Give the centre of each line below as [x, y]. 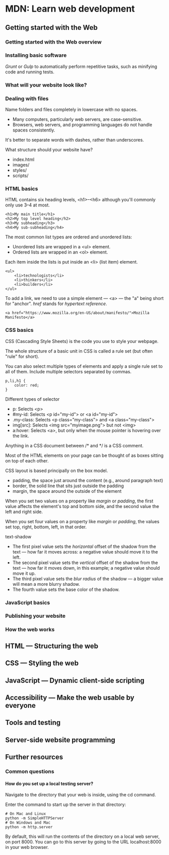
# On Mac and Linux [26, 814]
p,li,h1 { [16, 381]
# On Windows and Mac [28, 823]
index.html [23, 159]
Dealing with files [27, 98]
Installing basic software [36, 55]
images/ [21, 165]
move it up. [24, 573]
